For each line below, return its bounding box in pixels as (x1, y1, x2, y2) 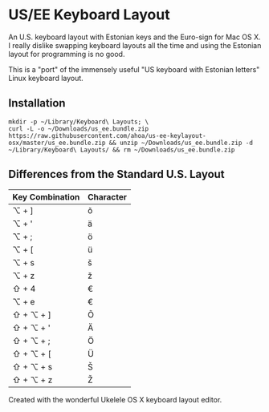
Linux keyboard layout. (8, 73, 84, 83)
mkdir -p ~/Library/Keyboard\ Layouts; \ (8, 118, 149, 126)
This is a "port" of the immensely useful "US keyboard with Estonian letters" (8, 64, 260, 74)
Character (87, 191, 127, 202)
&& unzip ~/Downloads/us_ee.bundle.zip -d (108, 139, 253, 147)
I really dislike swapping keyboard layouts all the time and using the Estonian (8, 40, 262, 50)
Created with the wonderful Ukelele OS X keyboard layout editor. (8, 394, 222, 404)
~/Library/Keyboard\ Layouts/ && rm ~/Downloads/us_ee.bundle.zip (8, 146, 235, 154)
